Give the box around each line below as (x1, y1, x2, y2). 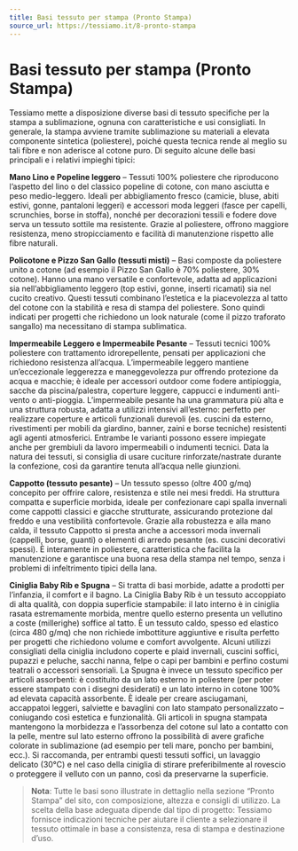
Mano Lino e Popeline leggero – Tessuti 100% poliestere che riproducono (9, 172, 279, 183)
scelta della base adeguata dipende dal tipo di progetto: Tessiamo (30, 805, 272, 816)
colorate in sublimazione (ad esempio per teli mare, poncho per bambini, (9, 740, 275, 751)
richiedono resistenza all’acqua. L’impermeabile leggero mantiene (9, 357, 250, 368)
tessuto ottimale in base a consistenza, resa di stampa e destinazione (30, 823, 286, 834)
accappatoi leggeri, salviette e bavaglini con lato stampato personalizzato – (9, 703, 285, 713)
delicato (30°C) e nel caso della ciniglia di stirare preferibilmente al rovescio (9, 760, 286, 770)
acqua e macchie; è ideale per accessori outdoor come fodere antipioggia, (9, 376, 282, 387)
